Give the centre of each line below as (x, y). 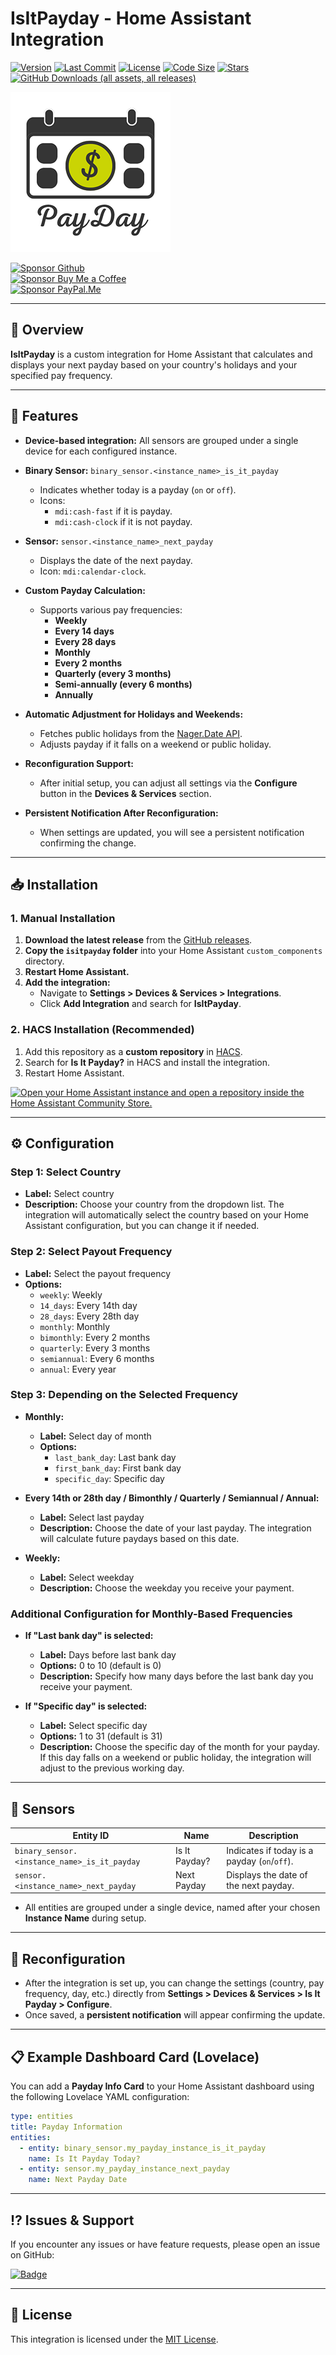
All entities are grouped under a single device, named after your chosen (172, 1908)
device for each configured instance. (101, 451)
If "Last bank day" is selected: (89, 1636)
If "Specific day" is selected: (86, 1706)
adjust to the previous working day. (112, 1768)
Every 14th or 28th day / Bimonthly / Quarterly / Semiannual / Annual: (172, 1498)
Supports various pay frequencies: (111, 609)
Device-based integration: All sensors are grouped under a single (161, 440)
